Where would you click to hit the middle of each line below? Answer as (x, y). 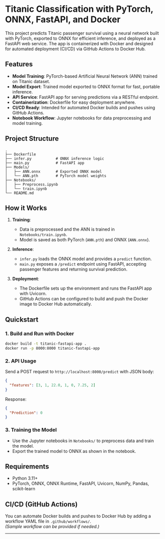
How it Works (26, 208)
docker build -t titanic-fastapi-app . (46, 344)
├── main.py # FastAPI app (45, 163)
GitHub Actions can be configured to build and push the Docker (84, 299)
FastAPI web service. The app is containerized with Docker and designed (79, 43)
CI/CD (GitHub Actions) (41, 504)
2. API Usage (21, 361)
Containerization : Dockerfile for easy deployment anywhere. (74, 102)
